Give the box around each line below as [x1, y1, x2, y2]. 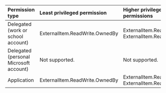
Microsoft [7, 60, 30, 66]
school [7, 33, 24, 40]
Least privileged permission [39, 9, 107, 16]
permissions [123, 12, 153, 19]
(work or [7, 27, 28, 33]
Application [7, 77, 34, 83]
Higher [123, 6, 140, 13]
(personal [7, 54, 30, 60]
